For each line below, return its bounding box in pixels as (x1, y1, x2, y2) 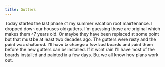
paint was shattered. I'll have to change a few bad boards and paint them (5, 41, 153, 47)
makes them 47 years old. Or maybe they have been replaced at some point (5, 31, 159, 37)
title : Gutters (5, 7, 36, 12)
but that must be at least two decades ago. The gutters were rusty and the (5, 36, 156, 42)
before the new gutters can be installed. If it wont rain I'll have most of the (5, 46, 155, 52)
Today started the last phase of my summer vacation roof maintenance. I (5, 21, 153, 26)
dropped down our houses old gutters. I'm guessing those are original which (5, 25, 160, 32)
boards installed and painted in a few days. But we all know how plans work (5, 52, 159, 58)
